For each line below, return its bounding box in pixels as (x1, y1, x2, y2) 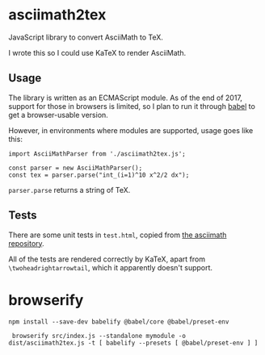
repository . (8, 238, 44, 248)
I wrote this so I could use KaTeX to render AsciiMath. (8, 48, 187, 57)
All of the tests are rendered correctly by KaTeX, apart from (8, 254, 206, 264)
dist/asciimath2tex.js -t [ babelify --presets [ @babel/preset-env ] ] (8, 339, 259, 347)
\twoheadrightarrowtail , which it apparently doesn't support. (8, 262, 212, 272)
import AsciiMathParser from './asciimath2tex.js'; (8, 149, 186, 158)
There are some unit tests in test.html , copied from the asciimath (8, 230, 227, 240)
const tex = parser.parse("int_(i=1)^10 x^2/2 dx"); (8, 171, 190, 179)
